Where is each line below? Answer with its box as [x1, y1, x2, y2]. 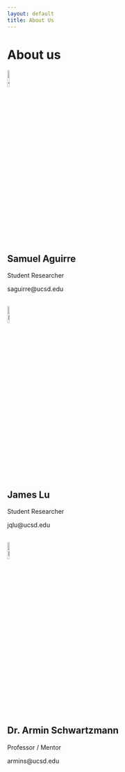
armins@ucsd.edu [7, 757, 60, 765]
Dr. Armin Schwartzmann [7, 725, 119, 736]
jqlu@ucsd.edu [7, 521, 51, 529]
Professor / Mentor [7, 743, 61, 751]
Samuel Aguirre [7, 253, 76, 265]
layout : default [7, 10, 54, 17]
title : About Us [7, 17, 54, 24]
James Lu [7, 489, 50, 500]
